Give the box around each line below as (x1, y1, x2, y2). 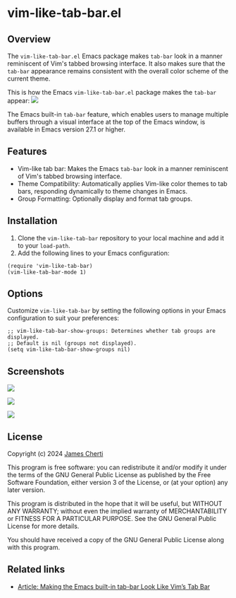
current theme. (7, 74, 51, 83)
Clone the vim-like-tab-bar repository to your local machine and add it (17, 233, 224, 242)
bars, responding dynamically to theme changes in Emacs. (17, 187, 188, 195)
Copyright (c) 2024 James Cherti (7, 450, 104, 458)
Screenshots (7, 365, 65, 377)
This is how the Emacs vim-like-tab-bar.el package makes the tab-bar (7, 88, 217, 96)
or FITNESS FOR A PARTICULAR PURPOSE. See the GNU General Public (7, 515, 217, 523)
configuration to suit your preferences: (7, 314, 120, 322)
